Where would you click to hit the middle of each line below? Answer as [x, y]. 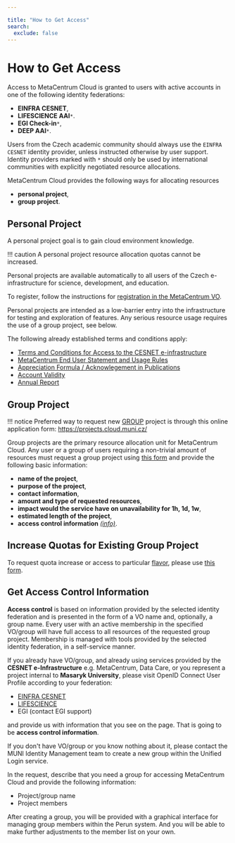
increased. [23, 262]
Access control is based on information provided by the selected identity [113, 609]
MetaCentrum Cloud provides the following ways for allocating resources [113, 181]
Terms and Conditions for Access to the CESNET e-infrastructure [112, 353]
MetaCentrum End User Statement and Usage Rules [93, 360]
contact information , [48, 493]
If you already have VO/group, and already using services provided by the [114, 660]
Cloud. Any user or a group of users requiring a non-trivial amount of [107, 450]
